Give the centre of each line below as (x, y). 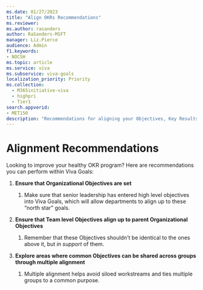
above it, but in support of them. (64, 244)
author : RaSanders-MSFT (36, 34)
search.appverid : (28, 107)
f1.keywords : (23, 51)
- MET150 (17, 113)
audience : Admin (27, 46)
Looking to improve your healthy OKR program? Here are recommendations (100, 165)
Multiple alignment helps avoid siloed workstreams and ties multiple (108, 274)
